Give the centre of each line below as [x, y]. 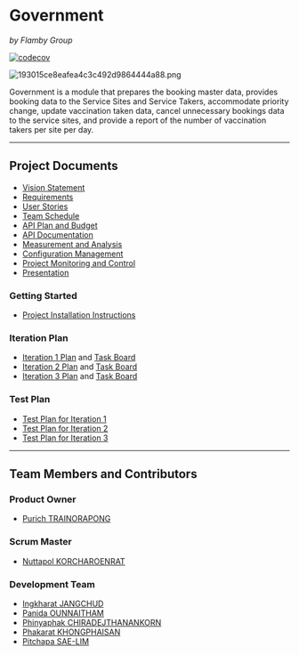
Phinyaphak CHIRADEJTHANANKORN [92, 622]
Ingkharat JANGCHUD [63, 603]
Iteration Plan [39, 337]
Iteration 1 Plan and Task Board [79, 358]
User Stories [45, 206]
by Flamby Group [41, 40]
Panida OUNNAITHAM [63, 613]
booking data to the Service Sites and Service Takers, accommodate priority [149, 101]
